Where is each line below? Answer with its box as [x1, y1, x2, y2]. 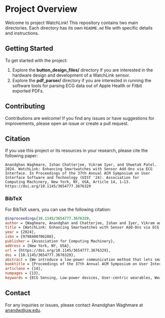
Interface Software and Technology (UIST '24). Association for [5, 175, 139, 180]
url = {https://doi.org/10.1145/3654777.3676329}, [5, 248, 111, 253]
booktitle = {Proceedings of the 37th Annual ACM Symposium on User [5, 261, 148, 266]
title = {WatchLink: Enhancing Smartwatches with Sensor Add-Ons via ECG [5, 225, 160, 230]
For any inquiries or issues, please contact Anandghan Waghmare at [5, 302, 143, 308]
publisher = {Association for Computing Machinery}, [5, 239, 115, 244]
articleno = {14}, [5, 266, 43, 271]
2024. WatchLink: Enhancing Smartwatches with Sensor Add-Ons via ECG [5, 167, 153, 172]
